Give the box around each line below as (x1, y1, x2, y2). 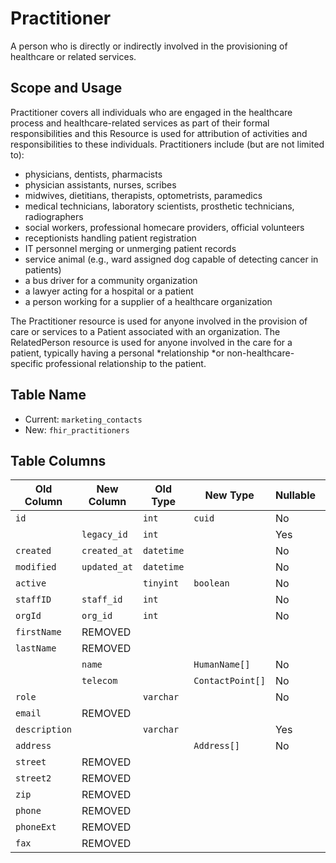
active (15, 578, 47, 589)
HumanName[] (193, 659, 251, 671)
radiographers (24, 210, 84, 222)
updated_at (81, 562, 133, 573)
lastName (15, 643, 57, 654)
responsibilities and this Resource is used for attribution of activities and (10, 127, 308, 139)
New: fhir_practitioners (24, 423, 130, 436)
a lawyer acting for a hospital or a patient (24, 285, 194, 297)
